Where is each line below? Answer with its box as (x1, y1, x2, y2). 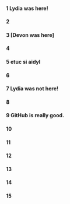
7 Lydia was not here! (6, 85, 59, 92)
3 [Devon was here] (6, 31, 54, 38)
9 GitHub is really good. (6, 112, 65, 119)
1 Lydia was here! (6, 5, 48, 12)
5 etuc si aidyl (6, 58, 41, 65)
